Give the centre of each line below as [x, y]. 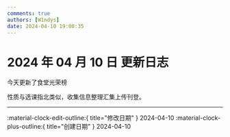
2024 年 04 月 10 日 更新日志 [88, 62]
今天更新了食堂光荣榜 [37, 82]
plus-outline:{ [26, 127]
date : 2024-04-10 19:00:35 [46, 26]
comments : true [29, 13]
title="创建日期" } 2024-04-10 [89, 127]
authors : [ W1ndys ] [33, 20]
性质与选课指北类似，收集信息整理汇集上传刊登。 [76, 97]
